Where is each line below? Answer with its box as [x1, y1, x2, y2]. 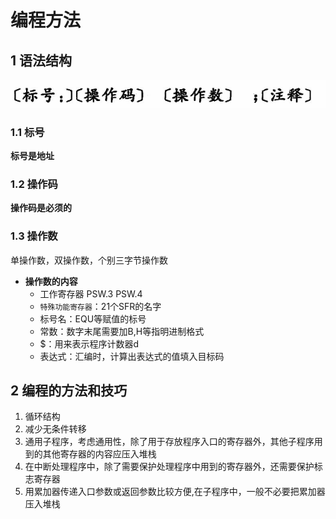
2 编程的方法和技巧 [10, 382, 128, 399]
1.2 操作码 [10, 177, 58, 191]
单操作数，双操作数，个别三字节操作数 [10, 254, 168, 266]
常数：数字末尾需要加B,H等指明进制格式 [39, 325, 205, 337]
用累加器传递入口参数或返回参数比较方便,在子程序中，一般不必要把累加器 [24, 486, 326, 498]
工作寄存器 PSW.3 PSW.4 [39, 287, 143, 300]
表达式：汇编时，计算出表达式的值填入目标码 [39, 350, 225, 362]
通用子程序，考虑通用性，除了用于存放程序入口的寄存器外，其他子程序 [24, 436, 315, 448]
